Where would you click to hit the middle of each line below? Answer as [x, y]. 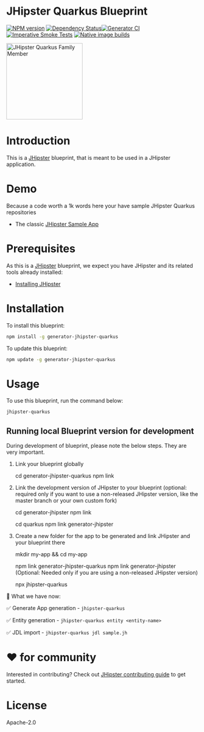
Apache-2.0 [21, 722]
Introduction [38, 141]
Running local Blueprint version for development [100, 431]
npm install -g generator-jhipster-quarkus [62, 337]
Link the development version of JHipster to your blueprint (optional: [101, 488]
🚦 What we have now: [33, 597]
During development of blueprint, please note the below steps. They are [97, 446]
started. [16, 681]
